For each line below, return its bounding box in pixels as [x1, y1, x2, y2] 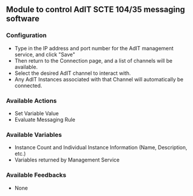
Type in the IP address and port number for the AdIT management [14, 44, 174, 51]
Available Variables [6, 130, 63, 139]
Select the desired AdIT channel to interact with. [14, 70, 131, 77]
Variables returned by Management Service [14, 156, 120, 163]
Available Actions [6, 97, 57, 105]
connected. [14, 82, 43, 89]
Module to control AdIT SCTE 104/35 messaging [6, 5, 185, 15]
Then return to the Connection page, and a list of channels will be [14, 57, 173, 64]
